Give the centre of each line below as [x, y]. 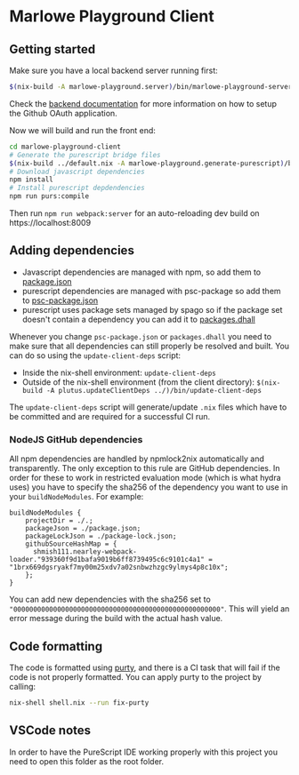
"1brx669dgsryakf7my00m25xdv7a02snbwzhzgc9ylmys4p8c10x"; [119, 567]
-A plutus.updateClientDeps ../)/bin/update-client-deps [154, 390]
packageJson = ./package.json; [83, 529]
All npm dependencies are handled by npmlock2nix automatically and [137, 459]
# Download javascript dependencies [77, 172]
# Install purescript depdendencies [77, 188]
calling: [23, 686]
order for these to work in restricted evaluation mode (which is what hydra [145, 478]
